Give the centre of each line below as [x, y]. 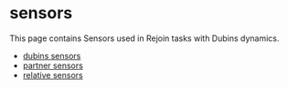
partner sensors [53, 65]
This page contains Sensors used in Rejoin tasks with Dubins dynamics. [144, 38]
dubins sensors [52, 55]
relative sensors [53, 74]
